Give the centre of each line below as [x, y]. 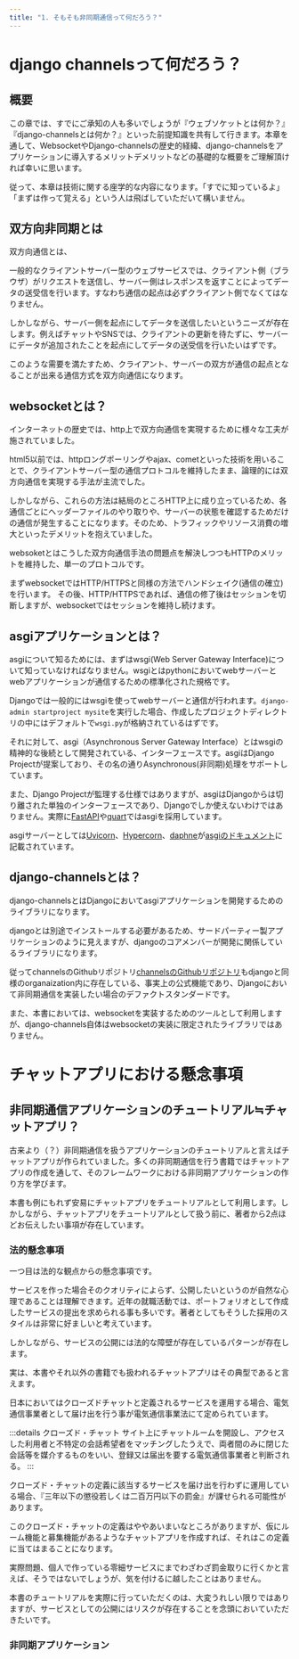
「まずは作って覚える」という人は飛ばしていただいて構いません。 [129, 198]
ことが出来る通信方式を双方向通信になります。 [102, 375]
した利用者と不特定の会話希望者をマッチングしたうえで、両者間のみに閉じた [149, 1444]
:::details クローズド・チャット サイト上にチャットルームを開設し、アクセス [147, 1433]
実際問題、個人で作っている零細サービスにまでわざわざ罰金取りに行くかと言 [149, 1568]
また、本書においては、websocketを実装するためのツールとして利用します [146, 1013]
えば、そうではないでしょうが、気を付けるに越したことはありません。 [137, 1579]
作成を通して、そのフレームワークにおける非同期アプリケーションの [157, 1172]
